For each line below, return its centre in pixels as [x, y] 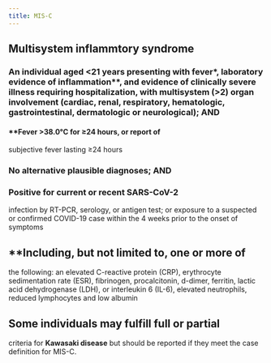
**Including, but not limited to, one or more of [127, 252]
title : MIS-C [30, 16]
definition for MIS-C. [43, 351]
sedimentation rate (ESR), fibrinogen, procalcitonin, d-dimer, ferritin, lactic [132, 281]
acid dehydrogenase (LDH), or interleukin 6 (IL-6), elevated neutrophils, [128, 289]
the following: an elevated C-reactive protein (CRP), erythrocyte [115, 272]
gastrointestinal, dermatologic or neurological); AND [114, 112]
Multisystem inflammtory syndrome [101, 49]
